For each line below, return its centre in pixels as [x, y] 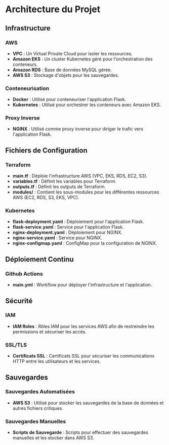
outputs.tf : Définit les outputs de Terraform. [59, 187]
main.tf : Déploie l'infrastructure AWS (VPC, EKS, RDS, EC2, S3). [80, 176]
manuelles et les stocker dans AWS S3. [53, 438]
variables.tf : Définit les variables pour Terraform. [65, 181]
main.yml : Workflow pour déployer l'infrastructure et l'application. [82, 285]
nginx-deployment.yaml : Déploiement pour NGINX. [68, 233]
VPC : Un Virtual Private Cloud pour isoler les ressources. [73, 53]
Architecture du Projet [53, 9]
